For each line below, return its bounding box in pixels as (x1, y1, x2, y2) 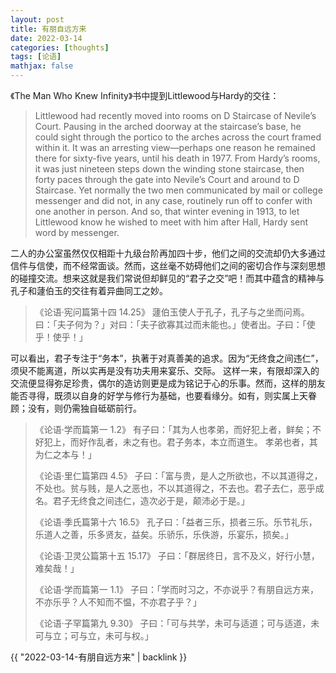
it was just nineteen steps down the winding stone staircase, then (34, 163, 305, 175)
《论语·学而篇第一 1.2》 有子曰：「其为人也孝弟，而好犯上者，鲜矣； (34, 424, 313, 435)
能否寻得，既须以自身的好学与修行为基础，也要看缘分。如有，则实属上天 (10, 390, 308, 401)
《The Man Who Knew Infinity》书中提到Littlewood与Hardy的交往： (10, 90, 280, 101)
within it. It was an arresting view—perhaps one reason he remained (34, 142, 316, 153)
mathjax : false (10, 61, 74, 71)
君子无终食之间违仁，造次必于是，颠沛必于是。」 (52, 495, 250, 506)
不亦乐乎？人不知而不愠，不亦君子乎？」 (34, 596, 202, 608)
